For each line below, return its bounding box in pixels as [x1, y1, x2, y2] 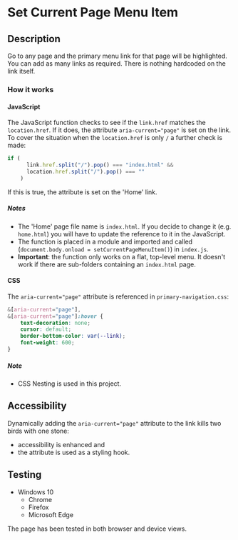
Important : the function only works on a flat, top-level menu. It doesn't [17, 252, 226, 261]
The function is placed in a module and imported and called [17, 237, 193, 246]
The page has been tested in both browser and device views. [7, 524, 187, 533]
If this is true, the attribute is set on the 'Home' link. [7, 187, 158, 196]
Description [7, 33, 61, 45]
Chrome [28, 495, 52, 504]
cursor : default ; [20, 326, 72, 333]
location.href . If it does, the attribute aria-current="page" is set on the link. [7, 126, 232, 134]
